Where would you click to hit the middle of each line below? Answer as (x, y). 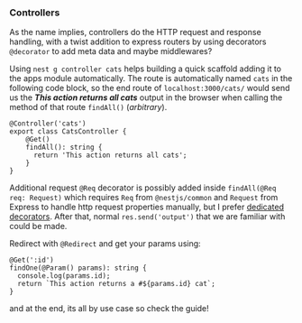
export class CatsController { (68, 132)
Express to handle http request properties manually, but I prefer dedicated (147, 207)
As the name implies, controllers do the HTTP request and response (135, 32)
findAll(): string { (64, 148)
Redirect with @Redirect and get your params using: (105, 244)
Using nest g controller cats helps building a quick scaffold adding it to (146, 69)
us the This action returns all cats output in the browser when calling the (146, 97)
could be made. (38, 226)
